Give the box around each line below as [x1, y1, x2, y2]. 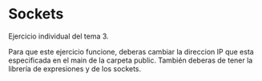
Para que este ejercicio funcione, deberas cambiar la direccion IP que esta [8, 47, 254, 56]
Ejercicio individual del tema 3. [8, 31, 110, 41]
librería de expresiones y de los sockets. [8, 63, 142, 73]
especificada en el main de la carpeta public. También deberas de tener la [8, 55, 253, 65]
